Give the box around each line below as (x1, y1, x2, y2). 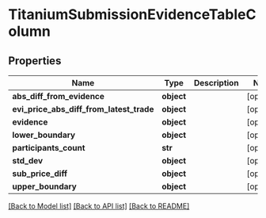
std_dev (12, 155, 44, 166)
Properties (8, 54, 62, 67)
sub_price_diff (12, 168, 68, 179)
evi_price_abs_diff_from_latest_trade (12, 104, 154, 114)
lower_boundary (12, 129, 76, 140)
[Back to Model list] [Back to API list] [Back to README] (8, 201, 190, 211)
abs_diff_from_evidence (12, 91, 105, 101)
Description (193, 78, 239, 88)
